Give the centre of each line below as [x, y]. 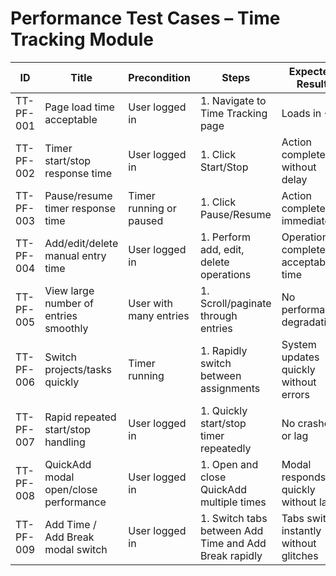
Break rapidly [231, 555]
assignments [230, 388]
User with [150, 303]
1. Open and [229, 464]
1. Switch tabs [233, 518]
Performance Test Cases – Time [145, 18]
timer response [80, 208]
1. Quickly [223, 410]
